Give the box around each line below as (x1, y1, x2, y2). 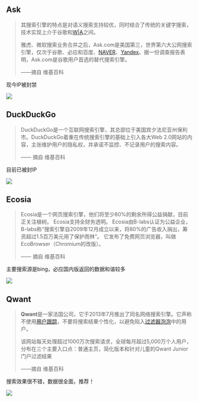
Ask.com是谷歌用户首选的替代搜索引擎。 (31, 56, 131, 63)
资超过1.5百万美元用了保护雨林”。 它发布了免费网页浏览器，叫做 (20, 233, 176, 240)
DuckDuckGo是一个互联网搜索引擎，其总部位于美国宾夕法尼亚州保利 (20, 126, 188, 133)
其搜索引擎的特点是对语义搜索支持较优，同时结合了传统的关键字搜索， (20, 21, 192, 28)
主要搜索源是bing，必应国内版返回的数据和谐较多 (6, 265, 126, 273)
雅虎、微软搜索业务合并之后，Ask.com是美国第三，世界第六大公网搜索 (20, 41, 193, 48)
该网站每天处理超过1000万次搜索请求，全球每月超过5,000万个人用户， (20, 338, 192, 345)
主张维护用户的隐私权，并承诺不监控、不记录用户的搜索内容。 (31, 141, 181, 148)
